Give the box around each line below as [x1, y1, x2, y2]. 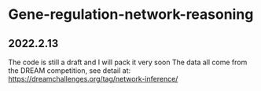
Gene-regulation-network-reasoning [8, 5, 254, 24]
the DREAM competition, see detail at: [8, 66, 131, 75]
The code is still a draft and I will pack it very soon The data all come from [8, 57, 248, 67]
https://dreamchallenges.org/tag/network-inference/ [8, 75, 178, 83]
